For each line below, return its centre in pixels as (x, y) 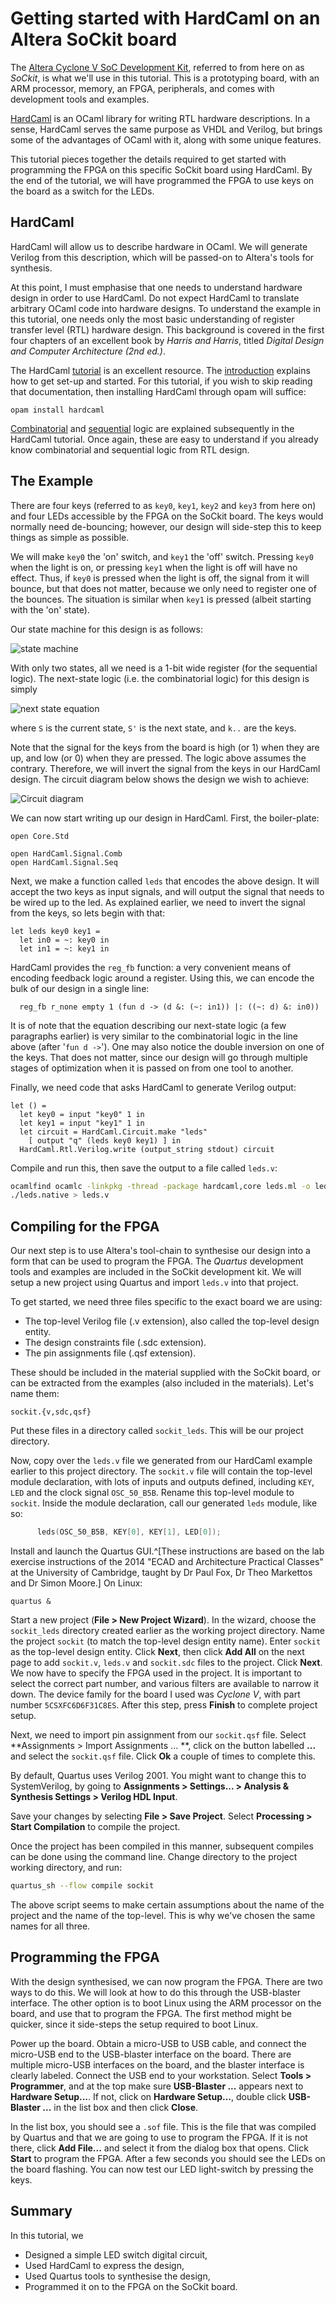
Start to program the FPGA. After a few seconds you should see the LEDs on (168, 2158)
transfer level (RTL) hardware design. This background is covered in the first (167, 329)
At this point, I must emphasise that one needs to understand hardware (156, 287)
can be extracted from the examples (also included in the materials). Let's (162, 1383)
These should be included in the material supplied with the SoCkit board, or (166, 1373)
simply (24, 689)
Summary (41, 2211)
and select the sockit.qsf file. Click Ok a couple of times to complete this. (163, 1756)
